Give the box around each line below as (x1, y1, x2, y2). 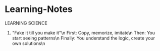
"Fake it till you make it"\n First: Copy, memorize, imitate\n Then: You (12, 29, 155, 35)
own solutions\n (12, 40, 45, 46)
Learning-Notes (5, 3, 73, 15)
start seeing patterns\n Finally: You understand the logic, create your (12, 35, 155, 41)
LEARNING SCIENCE (5, 20, 47, 26)
